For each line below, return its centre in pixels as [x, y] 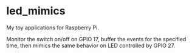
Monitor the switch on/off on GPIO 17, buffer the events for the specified [96, 39]
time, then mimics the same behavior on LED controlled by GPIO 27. [91, 45]
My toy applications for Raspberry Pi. [53, 27]
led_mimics [36, 11]
